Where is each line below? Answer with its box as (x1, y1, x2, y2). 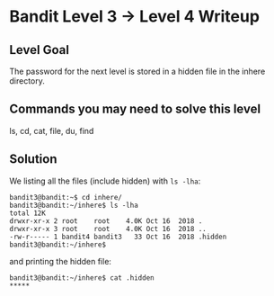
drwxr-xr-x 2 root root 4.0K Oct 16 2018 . (9, 216, 203, 226)
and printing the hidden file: (9, 256, 112, 266)
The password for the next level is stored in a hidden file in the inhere (9, 66, 266, 76)
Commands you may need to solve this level (9, 102, 261, 117)
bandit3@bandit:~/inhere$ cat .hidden (9, 273, 155, 283)
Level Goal (9, 42, 70, 58)
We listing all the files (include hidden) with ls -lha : (9, 175, 201, 186)
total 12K (9, 209, 47, 218)
